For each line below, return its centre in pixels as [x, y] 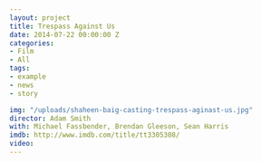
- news [22, 85]
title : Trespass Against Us [63, 26]
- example [28, 77]
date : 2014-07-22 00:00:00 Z [64, 34]
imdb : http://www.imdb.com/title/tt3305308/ [95, 135]
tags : [19, 69]
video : [22, 144]
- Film [22, 52]
